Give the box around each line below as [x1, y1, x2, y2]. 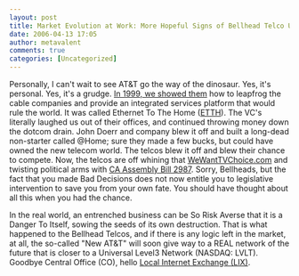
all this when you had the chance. [9, 192, 133, 203]
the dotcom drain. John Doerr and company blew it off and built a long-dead [9, 126, 289, 136]
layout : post [9, 12, 58, 22]
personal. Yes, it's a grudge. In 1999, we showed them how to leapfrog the [9, 88, 282, 99]
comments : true [9, 46, 66, 55]
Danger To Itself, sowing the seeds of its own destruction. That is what [9, 219, 268, 230]
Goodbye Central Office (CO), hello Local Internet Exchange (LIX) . [9, 257, 251, 267]
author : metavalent [9, 37, 82, 47]
